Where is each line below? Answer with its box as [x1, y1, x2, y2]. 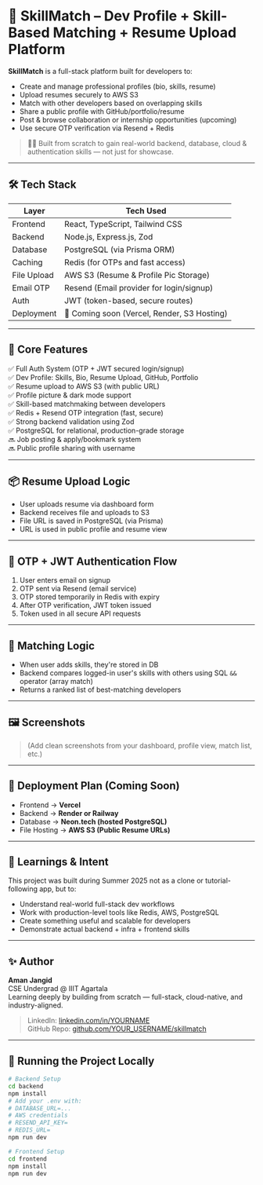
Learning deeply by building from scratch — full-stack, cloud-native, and [8, 993, 243, 1002]
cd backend [8, 1082, 44, 1090]
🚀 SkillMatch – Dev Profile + [8, 7, 190, 25]
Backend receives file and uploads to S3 [19, 508, 150, 518]
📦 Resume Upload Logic [8, 474, 131, 488]
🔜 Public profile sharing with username [8, 443, 135, 452]
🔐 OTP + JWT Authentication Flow [8, 554, 178, 568]
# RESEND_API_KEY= [8, 1119, 68, 1127]
